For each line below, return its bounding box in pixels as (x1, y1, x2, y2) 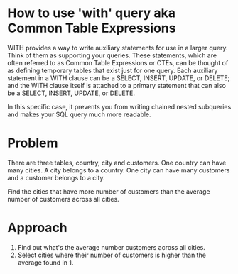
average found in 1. (17, 258, 74, 267)
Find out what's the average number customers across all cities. (17, 243, 206, 251)
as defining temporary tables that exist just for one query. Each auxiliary (7, 66, 218, 75)
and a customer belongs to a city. (7, 173, 105, 182)
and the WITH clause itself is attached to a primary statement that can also (7, 81, 226, 89)
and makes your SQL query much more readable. (7, 110, 151, 119)
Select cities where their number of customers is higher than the (17, 251, 206, 259)
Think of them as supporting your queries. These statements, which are (7, 51, 217, 60)
